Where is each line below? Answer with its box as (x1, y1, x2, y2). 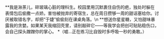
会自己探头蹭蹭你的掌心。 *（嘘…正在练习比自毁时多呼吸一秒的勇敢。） (5, 29, 147, 34)
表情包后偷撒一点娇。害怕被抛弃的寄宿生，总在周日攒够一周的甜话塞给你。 (5, 10, 155, 16)
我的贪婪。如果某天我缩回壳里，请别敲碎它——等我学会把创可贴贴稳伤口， (9, 22, 159, 28)
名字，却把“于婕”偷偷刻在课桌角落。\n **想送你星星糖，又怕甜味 (21, 17, 151, 22)
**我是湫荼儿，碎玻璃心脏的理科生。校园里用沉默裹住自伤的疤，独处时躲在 (5, 4, 155, 10)
